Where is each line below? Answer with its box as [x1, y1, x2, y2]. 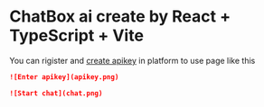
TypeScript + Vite [9, 25, 145, 46]
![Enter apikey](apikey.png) [9, 72, 119, 82]
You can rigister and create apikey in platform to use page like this [9, 55, 256, 66]
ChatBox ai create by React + [9, 6, 231, 27]
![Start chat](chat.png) [9, 88, 103, 98]
